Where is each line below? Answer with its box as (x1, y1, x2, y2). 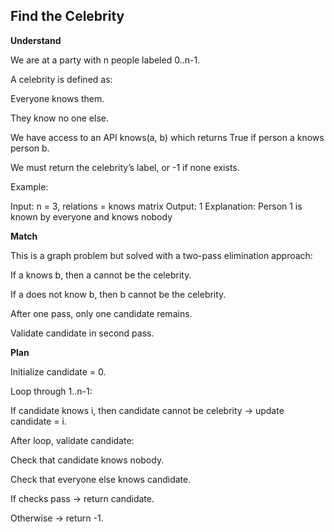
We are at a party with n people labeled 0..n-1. (10, 54, 201, 66)
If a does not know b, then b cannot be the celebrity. (10, 288, 227, 300)
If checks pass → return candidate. (10, 492, 155, 504)
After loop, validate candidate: (10, 434, 135, 446)
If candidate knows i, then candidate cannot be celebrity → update (10, 404, 285, 416)
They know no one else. (10, 112, 110, 124)
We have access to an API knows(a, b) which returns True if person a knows (10, 131, 325, 143)
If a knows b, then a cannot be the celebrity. (10, 269, 192, 281)
